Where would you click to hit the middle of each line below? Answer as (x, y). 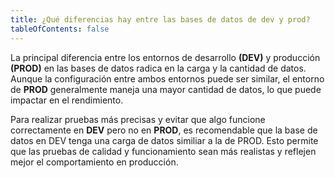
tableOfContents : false (60, 29)
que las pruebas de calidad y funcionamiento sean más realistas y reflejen (163, 151)
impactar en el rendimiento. (67, 100)
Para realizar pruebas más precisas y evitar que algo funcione (138, 119)
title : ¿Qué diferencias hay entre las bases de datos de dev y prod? (160, 19)
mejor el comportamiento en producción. (94, 162)
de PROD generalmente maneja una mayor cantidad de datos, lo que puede (166, 89)
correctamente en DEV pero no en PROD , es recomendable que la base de (164, 130)
